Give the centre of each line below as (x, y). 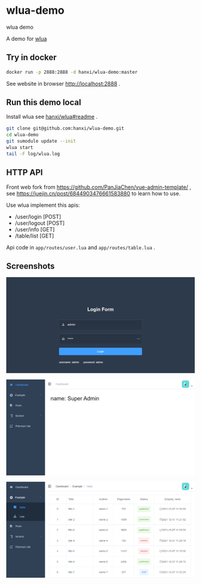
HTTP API (25, 172)
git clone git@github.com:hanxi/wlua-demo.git (65, 129)
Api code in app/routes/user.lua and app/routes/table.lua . (81, 247)
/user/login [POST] (38, 216)
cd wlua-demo (22, 135)
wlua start (20, 147)
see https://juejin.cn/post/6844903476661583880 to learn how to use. (93, 193)
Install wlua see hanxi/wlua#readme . (52, 117)
